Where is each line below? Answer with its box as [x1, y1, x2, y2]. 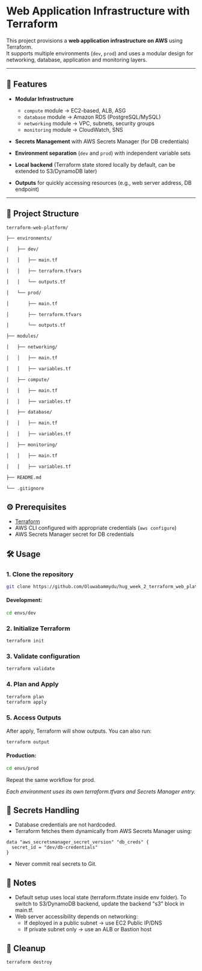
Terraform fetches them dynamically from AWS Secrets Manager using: [14, 828, 192, 835]
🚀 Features [6, 79, 47, 90]
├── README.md [6, 474, 42, 480]
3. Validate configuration [6, 652, 80, 660]
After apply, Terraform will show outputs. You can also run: [6, 727, 152, 734]
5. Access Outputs [6, 713, 61, 722]
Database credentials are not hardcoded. [14, 821, 117, 828]
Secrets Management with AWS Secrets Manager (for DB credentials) [14, 137, 189, 145]
